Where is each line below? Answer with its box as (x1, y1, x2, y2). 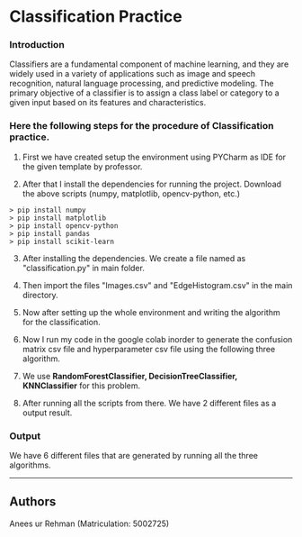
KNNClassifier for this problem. (22, 380, 141, 391)
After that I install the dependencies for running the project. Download (22, 178, 281, 189)
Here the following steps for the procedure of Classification (9, 120, 274, 132)
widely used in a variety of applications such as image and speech (9, 68, 256, 79)
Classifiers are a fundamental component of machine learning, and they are (9, 59, 289, 69)
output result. (22, 407, 73, 418)
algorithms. (9, 460, 51, 470)
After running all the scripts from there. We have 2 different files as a (22, 397, 277, 408)
